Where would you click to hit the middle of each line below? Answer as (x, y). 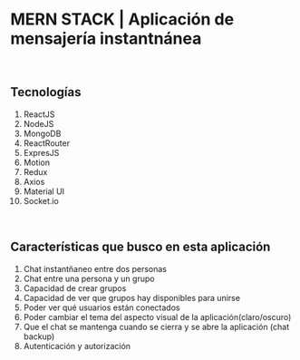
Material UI (44, 191)
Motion (37, 162)
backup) (39, 336)
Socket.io (41, 200)
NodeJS (39, 123)
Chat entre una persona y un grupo (89, 278)
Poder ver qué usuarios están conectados (102, 307)
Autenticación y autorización (77, 345)
